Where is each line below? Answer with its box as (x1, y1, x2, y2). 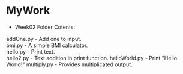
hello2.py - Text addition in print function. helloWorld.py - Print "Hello (6, 54, 178, 61)
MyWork (6, 4, 50, 17)
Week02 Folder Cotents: (14, 23, 75, 31)
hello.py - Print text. (6, 48, 55, 55)
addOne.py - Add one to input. (6, 35, 82, 42)
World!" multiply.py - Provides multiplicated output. (6, 61, 133, 68)
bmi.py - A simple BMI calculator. (6, 42, 88, 49)
